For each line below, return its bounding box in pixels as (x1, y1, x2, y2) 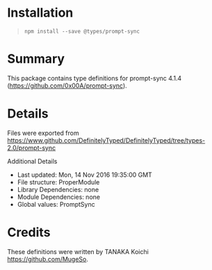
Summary (7, 51, 65, 67)
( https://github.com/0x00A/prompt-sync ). (7, 81, 127, 90)
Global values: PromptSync (17, 200, 95, 208)
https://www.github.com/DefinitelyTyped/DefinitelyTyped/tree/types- (7, 136, 206, 144)
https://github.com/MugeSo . (7, 255, 89, 263)
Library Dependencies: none (17, 185, 99, 193)
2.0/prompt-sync (7, 143, 56, 152)
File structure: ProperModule (17, 177, 100, 186)
